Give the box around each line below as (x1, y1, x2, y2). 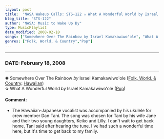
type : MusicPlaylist (5, 25, 47, 30)
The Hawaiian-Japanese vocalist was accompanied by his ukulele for (12, 108, 152, 114)
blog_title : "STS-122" (5, 16, 51, 21)
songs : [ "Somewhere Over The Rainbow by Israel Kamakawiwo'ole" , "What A (5, 35, 159, 40)
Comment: (5, 97, 27, 102)
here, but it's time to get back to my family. (12, 128, 99, 134)
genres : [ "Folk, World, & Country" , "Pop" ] (5, 39, 93, 44)
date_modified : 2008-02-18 (5, 30, 60, 35)
